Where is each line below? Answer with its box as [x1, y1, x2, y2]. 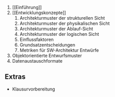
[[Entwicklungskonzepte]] [12, 10, 66, 16]
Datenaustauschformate [12, 58, 63, 64]
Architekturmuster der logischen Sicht [19, 31, 99, 37]
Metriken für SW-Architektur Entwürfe [19, 47, 99, 53]
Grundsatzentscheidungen [19, 42, 75, 47]
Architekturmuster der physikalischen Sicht [19, 20, 110, 26]
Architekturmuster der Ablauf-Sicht [19, 26, 93, 32]
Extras [5, 73, 26, 81]
